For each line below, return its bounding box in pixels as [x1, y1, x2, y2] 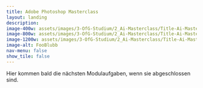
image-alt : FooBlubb [6, 43, 59, 48]
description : [6, 20, 39, 26]
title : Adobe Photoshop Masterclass [6, 8, 98, 15]
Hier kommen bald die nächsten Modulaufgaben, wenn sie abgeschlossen [6, 69, 191, 77]
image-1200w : [6, 37, 39, 43]
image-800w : [6, 31, 36, 37]
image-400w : [6, 25, 36, 32]
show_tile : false [6, 53, 50, 59]
